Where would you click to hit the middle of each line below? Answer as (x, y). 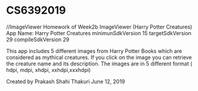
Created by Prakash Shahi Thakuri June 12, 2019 (66, 81)
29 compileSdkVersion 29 (38, 39)
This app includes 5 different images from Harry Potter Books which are (94, 51)
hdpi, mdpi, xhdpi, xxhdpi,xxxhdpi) (48, 70)
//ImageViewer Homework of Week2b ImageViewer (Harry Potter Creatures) (99, 27)
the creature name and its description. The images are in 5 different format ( (99, 64)
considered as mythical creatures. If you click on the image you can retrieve (99, 57)
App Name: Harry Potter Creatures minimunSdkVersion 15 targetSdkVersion (99, 33)
